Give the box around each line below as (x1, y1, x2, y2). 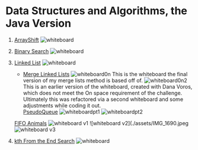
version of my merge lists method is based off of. (23, 77, 143, 84)
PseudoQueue (23, 108, 58, 115)
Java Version (5, 17, 72, 30)
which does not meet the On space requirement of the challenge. (23, 89, 183, 96)
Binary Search (14, 47, 49, 54)
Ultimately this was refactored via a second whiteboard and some (23, 96, 184, 103)
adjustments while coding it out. (23, 102, 101, 109)
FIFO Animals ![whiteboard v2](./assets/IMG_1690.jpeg (14, 119, 189, 126)
